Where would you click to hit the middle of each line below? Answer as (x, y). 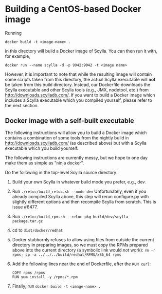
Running (13, 33)
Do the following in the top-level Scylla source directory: (61, 172)
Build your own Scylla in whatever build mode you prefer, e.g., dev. (79, 181)
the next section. (22, 105)
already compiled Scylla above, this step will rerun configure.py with (81, 196)
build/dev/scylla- (112, 217)
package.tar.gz (27, 221)
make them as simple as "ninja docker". (45, 163)
